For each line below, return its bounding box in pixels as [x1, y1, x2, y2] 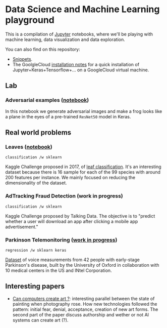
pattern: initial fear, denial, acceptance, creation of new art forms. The [12, 306, 158, 312]
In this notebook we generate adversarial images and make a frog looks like [5, 108, 162, 114]
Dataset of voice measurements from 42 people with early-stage [5, 257, 140, 263]
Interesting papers [5, 282, 65, 291]
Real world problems [5, 128, 72, 137]
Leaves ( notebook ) [5, 143, 52, 150]
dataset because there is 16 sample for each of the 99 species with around [5, 169, 160, 175]
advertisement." [5, 224, 38, 230]
